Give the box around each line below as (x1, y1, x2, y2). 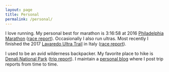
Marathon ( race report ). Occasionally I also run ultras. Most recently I (5, 35, 148, 41)
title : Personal (5, 12, 39, 17)
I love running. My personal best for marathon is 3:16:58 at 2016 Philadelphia (5, 30, 164, 36)
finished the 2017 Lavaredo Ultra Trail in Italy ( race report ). (5, 41, 127, 47)
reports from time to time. (5, 61, 58, 67)
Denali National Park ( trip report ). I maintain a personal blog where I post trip (5, 56, 163, 62)
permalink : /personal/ (5, 16, 53, 21)
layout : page (5, 7, 33, 12)
